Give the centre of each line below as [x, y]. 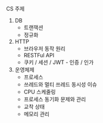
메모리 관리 [36, 114]
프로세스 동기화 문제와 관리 [55, 99]
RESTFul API [39, 55]
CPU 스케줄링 [40, 92]
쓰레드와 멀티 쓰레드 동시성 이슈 [60, 84]
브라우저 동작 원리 [44, 48]
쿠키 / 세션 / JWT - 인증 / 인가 [59, 62]
